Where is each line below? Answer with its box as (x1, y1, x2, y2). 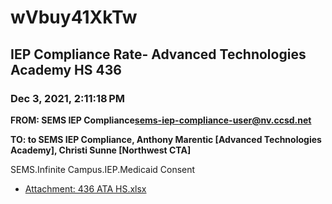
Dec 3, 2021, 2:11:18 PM (10, 91, 126, 105)
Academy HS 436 (10, 61, 122, 78)
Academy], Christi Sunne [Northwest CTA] (10, 144, 192, 156)
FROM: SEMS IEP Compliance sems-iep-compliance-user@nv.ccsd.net (10, 114, 312, 126)
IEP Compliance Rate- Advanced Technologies (10, 46, 307, 63)
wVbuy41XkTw (10, 6, 138, 29)
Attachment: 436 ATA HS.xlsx (24, 182, 147, 195)
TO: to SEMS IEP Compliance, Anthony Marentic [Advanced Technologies (10, 133, 322, 145)
